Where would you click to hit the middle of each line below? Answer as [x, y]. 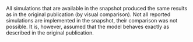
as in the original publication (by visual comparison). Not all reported [88, 14]
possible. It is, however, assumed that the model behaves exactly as [88, 26]
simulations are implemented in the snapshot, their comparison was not [92, 20]
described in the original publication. [50, 33]
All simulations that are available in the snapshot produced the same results [97, 8]
